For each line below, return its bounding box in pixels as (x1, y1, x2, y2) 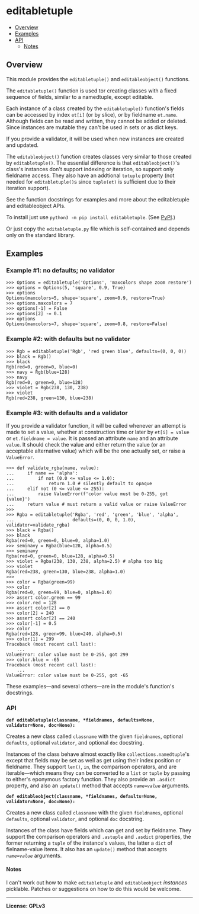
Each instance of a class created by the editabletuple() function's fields (6, 105, 185, 112)
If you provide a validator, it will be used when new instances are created (6, 135, 184, 142)
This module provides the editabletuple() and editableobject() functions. (6, 75, 190, 82)
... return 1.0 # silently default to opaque (6, 481, 152, 487)
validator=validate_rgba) (6, 522, 70, 528)
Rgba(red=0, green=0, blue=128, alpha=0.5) (6, 553, 115, 559)
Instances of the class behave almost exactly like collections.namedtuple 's (6, 751, 190, 758)
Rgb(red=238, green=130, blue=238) (6, 395, 94, 401)
